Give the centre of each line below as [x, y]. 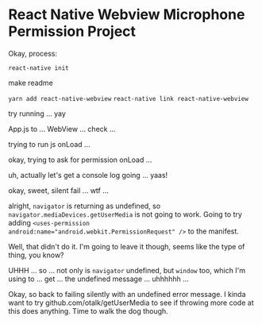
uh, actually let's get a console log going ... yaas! [88, 175]
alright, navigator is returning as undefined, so [85, 206]
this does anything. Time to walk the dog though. [88, 310]
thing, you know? [36, 255]
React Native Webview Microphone [127, 15]
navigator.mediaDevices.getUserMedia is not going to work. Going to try [125, 214]
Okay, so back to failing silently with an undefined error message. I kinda [127, 294]
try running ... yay [37, 114]
